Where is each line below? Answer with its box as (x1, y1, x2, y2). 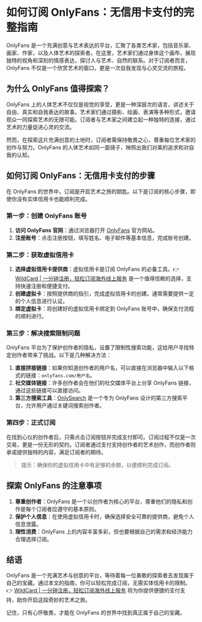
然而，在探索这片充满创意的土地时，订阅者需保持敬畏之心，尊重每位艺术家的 (6, 136, 196, 143)
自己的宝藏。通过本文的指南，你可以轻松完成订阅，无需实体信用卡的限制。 (6, 579, 191, 586)
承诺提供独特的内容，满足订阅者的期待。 (6, 448, 106, 456)
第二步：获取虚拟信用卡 (6, 251, 74, 259)
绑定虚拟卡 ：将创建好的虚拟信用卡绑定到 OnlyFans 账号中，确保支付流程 (14, 305, 194, 312)
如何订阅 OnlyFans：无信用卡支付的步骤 (6, 171, 155, 181)
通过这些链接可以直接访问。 (14, 387, 84, 394)
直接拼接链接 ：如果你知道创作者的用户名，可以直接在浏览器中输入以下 (14, 364, 189, 371)
